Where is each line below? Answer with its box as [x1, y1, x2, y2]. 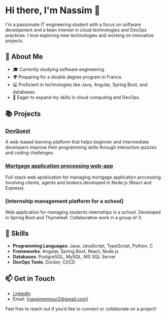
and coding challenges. [5, 150, 54, 156]
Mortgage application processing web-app [5, 162, 113, 169]
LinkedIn [12, 290, 31, 297]
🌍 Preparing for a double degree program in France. [12, 74, 123, 80]
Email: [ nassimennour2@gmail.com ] [12, 296, 88, 302]
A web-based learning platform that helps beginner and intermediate [5, 139, 149, 145]
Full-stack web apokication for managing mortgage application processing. [5, 174, 162, 180]
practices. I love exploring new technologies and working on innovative [5, 32, 154, 38]
